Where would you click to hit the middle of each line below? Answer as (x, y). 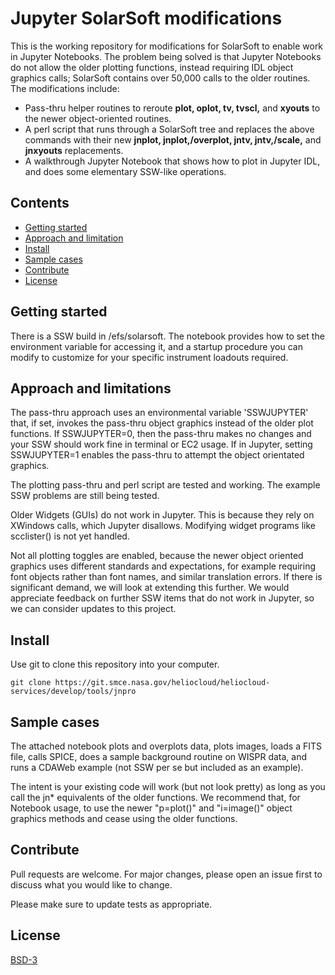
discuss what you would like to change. (91, 884)
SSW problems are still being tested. (85, 496)
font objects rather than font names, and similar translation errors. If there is (166, 577)
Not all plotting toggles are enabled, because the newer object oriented (157, 556)
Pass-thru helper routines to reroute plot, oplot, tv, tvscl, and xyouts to (172, 108)
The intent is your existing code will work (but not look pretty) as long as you (168, 786)
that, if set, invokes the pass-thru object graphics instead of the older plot (162, 423)
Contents (40, 203)
